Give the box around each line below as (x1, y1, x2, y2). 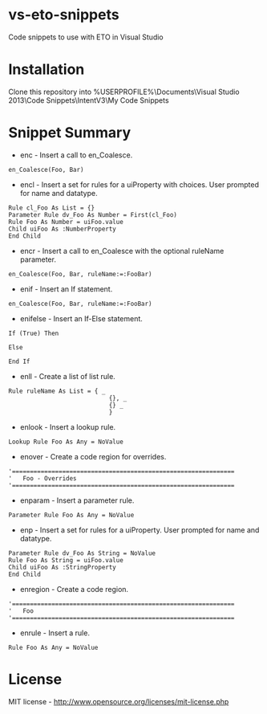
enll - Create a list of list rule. (19, 371, 116, 381)
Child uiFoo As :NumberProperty (8, 225, 116, 233)
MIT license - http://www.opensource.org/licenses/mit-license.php (8, 696, 229, 706)
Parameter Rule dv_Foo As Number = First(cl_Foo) (8, 210, 178, 218)
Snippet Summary (8, 124, 131, 142)
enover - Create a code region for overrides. (19, 451, 167, 461)
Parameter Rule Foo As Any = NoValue (8, 511, 135, 519)
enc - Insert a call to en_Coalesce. (19, 150, 133, 160)
